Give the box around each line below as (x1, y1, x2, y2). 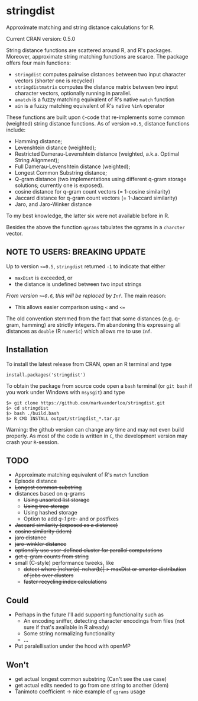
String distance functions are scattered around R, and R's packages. (6, 46, 173, 54)
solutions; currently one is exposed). (14, 182, 104, 189)
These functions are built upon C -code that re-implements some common (6, 114, 185, 121)
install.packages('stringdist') (6, 372, 86, 378)
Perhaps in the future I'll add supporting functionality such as (14, 611, 164, 618)
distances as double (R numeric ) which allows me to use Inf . (6, 327, 152, 335)
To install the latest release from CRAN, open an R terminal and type (6, 360, 172, 368)
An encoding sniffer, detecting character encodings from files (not (23, 618, 185, 625)
